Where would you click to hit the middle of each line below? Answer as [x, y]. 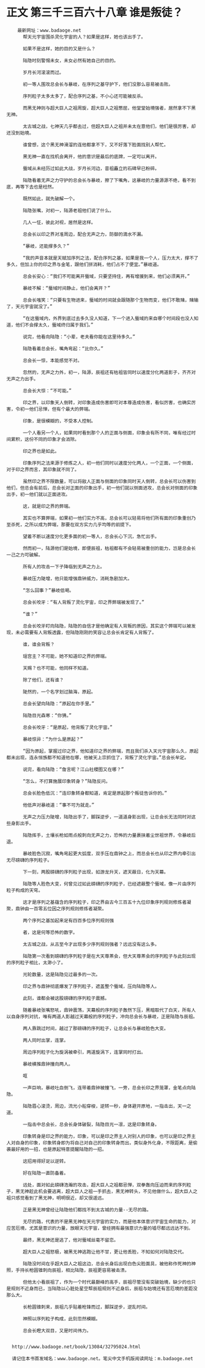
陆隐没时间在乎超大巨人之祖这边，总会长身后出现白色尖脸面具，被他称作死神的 [107, 1264]
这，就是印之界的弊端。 [48, 506]
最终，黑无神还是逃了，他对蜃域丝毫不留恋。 [70, 1240]
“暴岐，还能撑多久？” [46, 246]
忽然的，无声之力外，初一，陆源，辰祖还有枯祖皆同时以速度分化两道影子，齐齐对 [109, 372]
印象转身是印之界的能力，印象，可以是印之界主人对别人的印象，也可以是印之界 [107, 1136]
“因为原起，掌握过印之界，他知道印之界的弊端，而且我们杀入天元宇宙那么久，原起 [110, 751]
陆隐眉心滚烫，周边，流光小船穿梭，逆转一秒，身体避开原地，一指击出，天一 [105, 1106]
